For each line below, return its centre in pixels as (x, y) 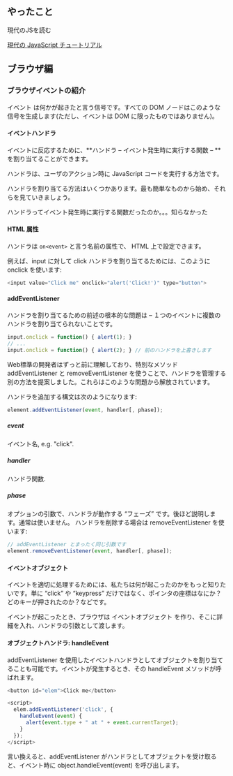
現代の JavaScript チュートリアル (55, 45)
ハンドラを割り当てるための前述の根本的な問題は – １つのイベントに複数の (114, 315)
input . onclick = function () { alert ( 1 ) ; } (70, 337)
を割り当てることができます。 (50, 159)
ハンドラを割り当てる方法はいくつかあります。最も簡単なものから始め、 (111, 188)
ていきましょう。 (50, 197)
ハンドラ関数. (27, 479)
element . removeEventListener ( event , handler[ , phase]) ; (90, 551)
